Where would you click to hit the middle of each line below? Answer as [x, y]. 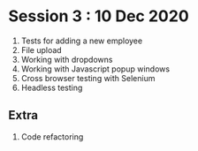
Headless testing [52, 87]
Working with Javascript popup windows [95, 69]
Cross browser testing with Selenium [88, 78]
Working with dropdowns [67, 59]
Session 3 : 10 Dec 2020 [99, 16]
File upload [42, 49]
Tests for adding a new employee [82, 41]
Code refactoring [52, 136]
